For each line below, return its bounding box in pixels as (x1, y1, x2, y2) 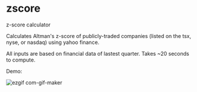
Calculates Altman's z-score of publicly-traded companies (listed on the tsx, (6, 32, 192, 39)
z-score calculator (6, 21, 51, 28)
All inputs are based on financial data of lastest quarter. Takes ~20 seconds (6, 50, 190, 57)
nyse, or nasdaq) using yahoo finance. (6, 39, 100, 46)
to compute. (6, 56, 35, 63)
